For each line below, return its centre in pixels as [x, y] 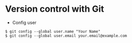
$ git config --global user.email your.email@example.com [66, 36]
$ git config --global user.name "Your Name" [53, 31]
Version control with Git [55, 9]
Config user [24, 22]
